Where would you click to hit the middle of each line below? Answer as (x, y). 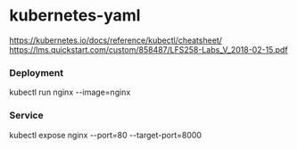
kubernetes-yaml (75, 16)
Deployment (37, 72)
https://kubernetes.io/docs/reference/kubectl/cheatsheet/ (116, 40)
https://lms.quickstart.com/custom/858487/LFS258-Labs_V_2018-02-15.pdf (148, 49)
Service (26, 115)
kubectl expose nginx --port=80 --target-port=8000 (106, 135)
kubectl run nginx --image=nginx (70, 92)
